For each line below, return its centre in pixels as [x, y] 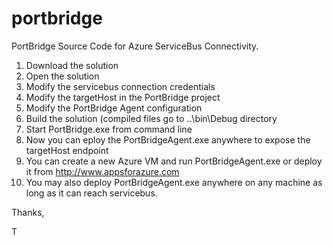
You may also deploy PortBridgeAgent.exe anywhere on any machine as [174, 182]
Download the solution [72, 65]
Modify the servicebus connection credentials [120, 86]
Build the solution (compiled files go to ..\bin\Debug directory [151, 118]
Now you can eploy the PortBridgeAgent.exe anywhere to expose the [168, 139]
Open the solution [62, 76]
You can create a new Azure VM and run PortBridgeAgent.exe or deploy [174, 161]
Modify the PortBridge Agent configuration [114, 108]
